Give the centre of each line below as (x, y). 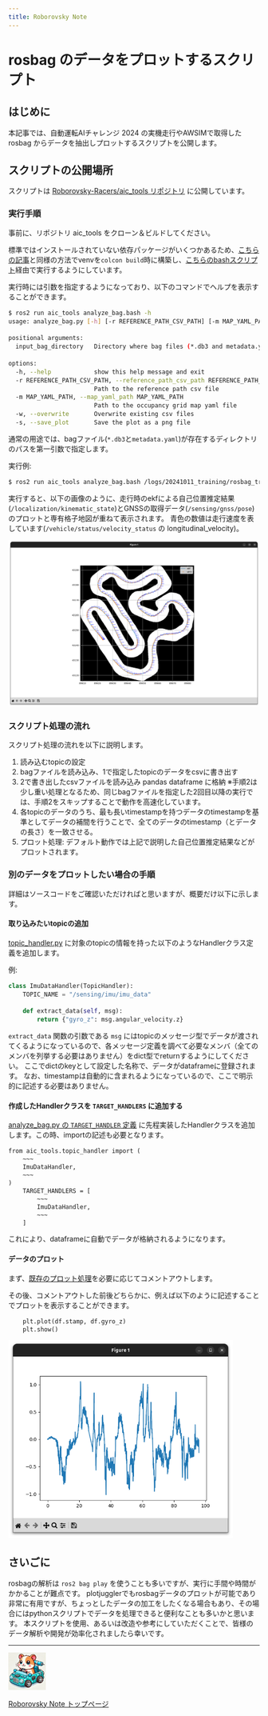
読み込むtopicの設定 (53, 762)
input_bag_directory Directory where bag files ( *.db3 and (119, 347)
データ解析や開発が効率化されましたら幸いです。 (89, 1633)
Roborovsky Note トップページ (59, 1703)
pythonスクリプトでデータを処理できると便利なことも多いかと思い (138, 1613)
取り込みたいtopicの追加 (49, 923)
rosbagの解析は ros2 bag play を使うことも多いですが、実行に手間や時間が (132, 1583)
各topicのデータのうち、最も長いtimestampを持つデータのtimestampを (136, 812)
